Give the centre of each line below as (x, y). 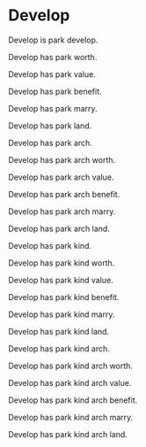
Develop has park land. (50, 126)
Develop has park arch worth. (62, 159)
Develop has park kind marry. (62, 314)
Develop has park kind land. (59, 331)
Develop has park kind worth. (62, 263)
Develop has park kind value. (61, 280)
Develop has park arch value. (61, 177)
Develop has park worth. (53, 57)
